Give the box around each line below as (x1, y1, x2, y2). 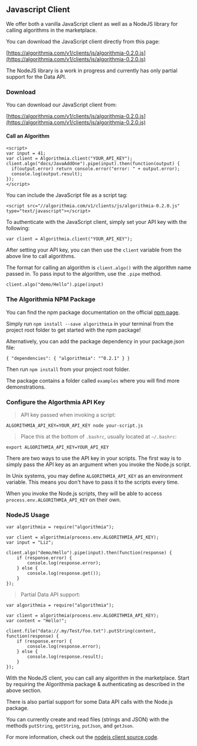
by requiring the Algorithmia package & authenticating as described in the (6, 681, 185, 688)
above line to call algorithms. (6, 253, 76, 260)
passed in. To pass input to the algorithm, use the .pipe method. (6, 270, 162, 277)
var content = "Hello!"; (6, 618, 67, 624)
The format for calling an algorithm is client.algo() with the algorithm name (6, 264, 192, 271)
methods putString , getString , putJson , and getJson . (6, 722, 134, 730)
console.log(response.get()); (27, 570, 101, 577)
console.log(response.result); (27, 654, 104, 660)
